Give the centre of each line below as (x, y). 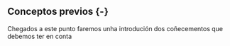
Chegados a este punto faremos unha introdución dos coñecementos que (115, 28)
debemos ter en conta (40, 36)
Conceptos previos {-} (58, 12)
